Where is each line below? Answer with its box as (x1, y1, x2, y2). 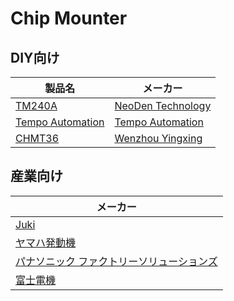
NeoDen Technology (114, 99, 212, 112)
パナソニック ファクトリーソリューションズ (15, 254, 218, 268)
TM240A (15, 99, 58, 112)
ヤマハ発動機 (15, 235, 77, 249)
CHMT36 (15, 132, 60, 145)
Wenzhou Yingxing (114, 132, 203, 145)
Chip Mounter (10, 7, 128, 30)
